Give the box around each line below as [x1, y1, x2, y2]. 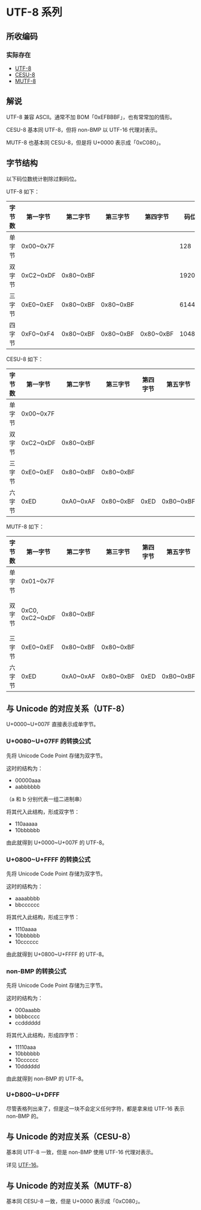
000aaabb [14, 1007, 41, 1014]
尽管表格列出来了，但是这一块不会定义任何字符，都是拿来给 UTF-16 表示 [6, 1104, 185, 1112]
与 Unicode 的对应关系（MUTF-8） [6, 1181, 136, 1191]
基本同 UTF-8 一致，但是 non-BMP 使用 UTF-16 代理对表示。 [6, 1149, 157, 1156]
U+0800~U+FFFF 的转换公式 [6, 855, 91, 863]
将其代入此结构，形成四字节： [6, 1032, 80, 1039]
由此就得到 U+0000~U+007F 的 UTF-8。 [6, 839, 108, 846]
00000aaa [14, 776, 41, 784]
